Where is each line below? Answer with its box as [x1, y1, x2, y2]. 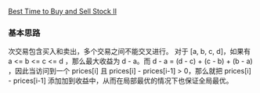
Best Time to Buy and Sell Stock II [8, 7, 117, 16]
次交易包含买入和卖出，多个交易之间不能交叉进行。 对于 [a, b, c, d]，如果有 [8, 47, 251, 56]
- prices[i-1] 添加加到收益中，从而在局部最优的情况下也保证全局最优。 [8, 76, 233, 85]
